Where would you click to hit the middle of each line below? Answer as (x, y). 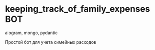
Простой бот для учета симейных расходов (51, 42)
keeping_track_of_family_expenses (77, 9)
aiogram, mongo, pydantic (31, 33)
